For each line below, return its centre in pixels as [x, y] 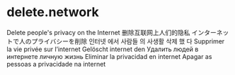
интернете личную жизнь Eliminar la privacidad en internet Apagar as [109, 56]
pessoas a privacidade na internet [56, 64]
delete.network [53, 12]
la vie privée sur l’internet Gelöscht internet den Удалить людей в [103, 49]
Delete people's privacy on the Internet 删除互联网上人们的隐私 [98, 32]
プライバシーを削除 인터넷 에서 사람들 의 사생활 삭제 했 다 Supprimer [128, 41]
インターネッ [210, 32]
